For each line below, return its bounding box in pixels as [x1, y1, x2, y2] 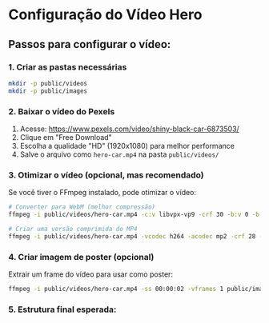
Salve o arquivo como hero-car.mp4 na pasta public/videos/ [19, 150, 219, 159]
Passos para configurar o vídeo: [8, 38, 171, 51]
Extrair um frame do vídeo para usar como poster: [8, 269, 174, 279]
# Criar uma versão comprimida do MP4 [8, 225, 138, 233]
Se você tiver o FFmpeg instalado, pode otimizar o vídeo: [8, 188, 197, 197]
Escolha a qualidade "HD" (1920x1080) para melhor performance [19, 141, 235, 150]
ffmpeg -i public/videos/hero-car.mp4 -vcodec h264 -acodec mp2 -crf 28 [8, 232, 256, 241]
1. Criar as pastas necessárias [8, 62, 127, 73]
